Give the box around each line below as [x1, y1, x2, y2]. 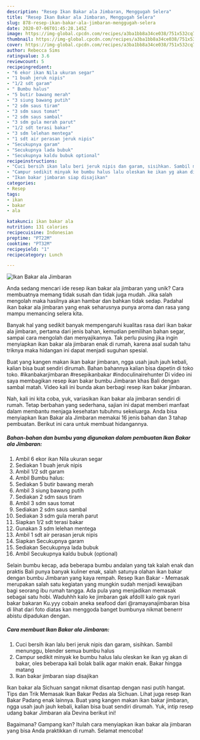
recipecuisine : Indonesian [7, 230, 74, 236]
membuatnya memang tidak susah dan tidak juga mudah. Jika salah [7, 291, 173, 298]
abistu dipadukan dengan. [7, 612, 71, 619]
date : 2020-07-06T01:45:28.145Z [7, 25, 87, 32]
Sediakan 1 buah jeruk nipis [15, 462, 82, 469]
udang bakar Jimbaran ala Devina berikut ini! [7, 709, 116, 717]
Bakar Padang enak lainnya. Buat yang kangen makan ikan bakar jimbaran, [7, 697, 189, 704]
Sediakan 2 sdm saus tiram [15, 493, 82, 500]
